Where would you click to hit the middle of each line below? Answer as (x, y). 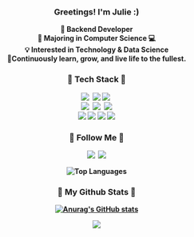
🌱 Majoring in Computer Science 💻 (97, 38)
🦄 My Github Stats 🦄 (97, 192)
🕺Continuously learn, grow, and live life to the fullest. (97, 59)
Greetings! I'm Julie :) (97, 12)
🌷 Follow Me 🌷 (97, 137)
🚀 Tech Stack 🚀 (97, 80)
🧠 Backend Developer (97, 30)
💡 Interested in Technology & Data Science (97, 49)
